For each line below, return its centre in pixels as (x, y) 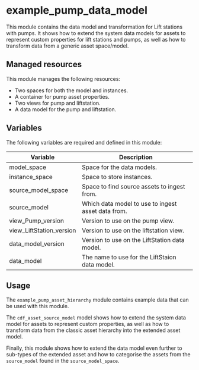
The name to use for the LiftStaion (129, 257)
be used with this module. (38, 306)
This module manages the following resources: (63, 79)
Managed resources (44, 65)
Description (136, 157)
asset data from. (105, 211)
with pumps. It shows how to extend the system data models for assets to (96, 33)
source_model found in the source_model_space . (63, 361)
